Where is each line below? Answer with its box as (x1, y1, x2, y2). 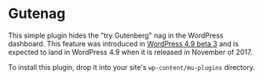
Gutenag (8, 5, 66, 23)
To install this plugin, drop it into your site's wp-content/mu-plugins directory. (8, 62, 255, 71)
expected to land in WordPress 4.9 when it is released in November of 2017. (8, 47, 253, 56)
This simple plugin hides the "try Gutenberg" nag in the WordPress (8, 31, 224, 40)
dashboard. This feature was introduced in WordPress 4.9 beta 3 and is (8, 38, 239, 48)
